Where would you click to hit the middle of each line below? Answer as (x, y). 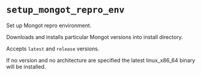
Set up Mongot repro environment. (49, 25)
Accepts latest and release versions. (53, 49)
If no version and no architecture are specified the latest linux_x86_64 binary (101, 60)
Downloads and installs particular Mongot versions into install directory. (94, 37)
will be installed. (26, 67)
